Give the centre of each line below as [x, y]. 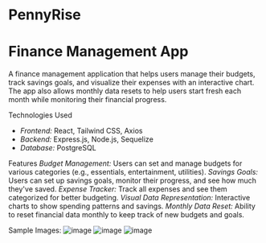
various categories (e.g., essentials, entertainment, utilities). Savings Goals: [133, 172]
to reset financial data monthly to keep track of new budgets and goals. [127, 215]
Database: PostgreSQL [58, 148]
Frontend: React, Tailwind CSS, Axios [81, 131]
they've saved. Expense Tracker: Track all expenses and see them [118, 189]
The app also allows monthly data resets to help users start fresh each [125, 91]
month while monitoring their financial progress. [88, 100]
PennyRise [45, 15]
